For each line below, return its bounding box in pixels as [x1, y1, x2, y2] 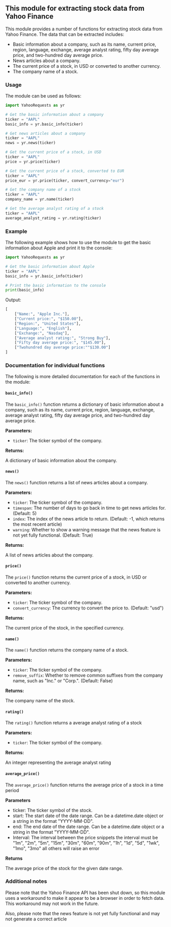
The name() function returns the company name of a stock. [5, 647, 129, 653]
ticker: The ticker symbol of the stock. [12, 807, 93, 813]
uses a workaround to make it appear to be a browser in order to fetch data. [5, 895, 165, 901]
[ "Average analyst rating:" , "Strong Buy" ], [14, 336, 111, 341]
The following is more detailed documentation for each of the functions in [5, 373, 160, 380]
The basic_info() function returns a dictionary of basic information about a [5, 401, 164, 407]
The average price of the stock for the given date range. [5, 865, 124, 871]
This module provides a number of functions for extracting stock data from [5, 26, 163, 32]
